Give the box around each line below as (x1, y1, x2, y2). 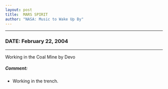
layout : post (5, 7, 32, 12)
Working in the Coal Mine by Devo (5, 53, 75, 60)
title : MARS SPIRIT (5, 12, 48, 17)
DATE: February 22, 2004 (5, 38, 68, 45)
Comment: (5, 65, 28, 71)
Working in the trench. (12, 78, 58, 84)
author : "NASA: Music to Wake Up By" (5, 16, 84, 21)
